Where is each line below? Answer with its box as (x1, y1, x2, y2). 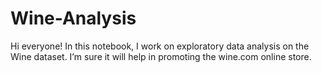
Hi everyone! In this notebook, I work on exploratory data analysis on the (10, 40, 310, 52)
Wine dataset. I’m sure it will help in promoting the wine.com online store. (10, 50, 312, 62)
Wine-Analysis (10, 7, 137, 30)
